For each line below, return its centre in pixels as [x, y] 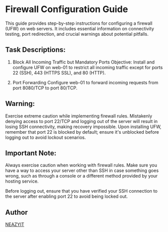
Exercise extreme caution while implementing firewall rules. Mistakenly [79, 116]
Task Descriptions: [36, 50]
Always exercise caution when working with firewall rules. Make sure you [81, 165]
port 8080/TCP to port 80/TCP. [45, 88]
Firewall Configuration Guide [67, 9]
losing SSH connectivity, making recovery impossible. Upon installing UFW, [83, 127]
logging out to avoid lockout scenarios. [46, 137]
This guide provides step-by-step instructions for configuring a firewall [79, 23]
